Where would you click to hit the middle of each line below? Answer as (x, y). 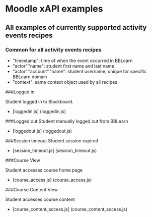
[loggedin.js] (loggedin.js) (39, 111)
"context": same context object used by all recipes (65, 82)
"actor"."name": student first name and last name (63, 66)
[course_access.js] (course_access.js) (52, 180)
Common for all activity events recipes (54, 49)
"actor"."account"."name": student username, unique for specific (80, 71)
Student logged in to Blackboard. (40, 101)
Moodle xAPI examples (54, 9)
